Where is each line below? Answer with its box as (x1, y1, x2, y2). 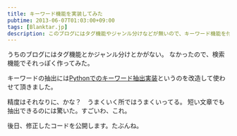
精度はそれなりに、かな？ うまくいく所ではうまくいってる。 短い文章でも (7, 98, 225, 106)
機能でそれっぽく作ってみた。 (7, 59, 94, 68)
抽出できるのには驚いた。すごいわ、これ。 (7, 106, 131, 115)
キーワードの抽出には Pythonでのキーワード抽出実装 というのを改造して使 (7, 74, 220, 82)
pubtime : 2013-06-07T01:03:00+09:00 (7, 17, 115, 24)
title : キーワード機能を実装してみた (7, 10, 104, 18)
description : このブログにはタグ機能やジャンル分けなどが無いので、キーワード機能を (7, 30, 227, 37)
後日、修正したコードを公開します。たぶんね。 (7, 121, 143, 130)
